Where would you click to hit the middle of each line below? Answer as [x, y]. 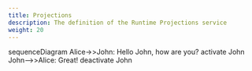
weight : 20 [26, 30]
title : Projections [40, 15]
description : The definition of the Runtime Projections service [117, 23]
